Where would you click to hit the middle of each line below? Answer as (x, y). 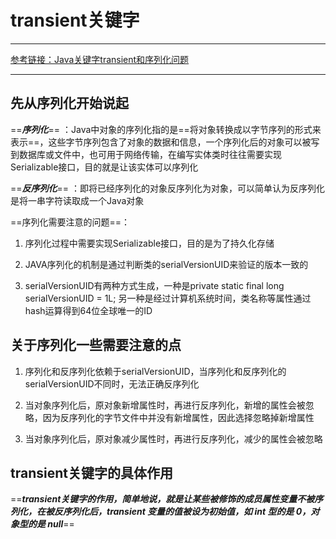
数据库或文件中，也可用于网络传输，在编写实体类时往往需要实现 (150, 154)
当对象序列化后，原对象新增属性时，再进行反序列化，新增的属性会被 (165, 405)
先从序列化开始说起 (69, 103)
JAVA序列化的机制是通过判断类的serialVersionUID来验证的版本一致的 (166, 264)
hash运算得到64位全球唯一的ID (88, 310)
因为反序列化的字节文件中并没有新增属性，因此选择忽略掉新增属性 (178, 417)
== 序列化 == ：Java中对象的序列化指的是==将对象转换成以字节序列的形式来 (166, 129)
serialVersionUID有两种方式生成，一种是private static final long (154, 285)
